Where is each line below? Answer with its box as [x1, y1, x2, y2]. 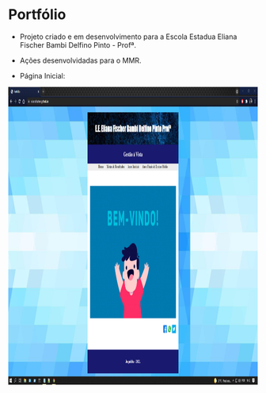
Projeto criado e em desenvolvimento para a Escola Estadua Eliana [19, 32, 237, 41]
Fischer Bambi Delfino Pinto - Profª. [19, 40, 137, 49]
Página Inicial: [19, 71, 66, 80]
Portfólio [8, 6, 66, 24]
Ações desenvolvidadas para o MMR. [19, 56, 142, 65]
